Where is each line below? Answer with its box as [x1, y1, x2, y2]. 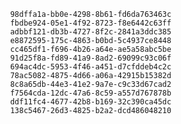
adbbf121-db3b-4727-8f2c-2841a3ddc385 [9, 27, 172, 37]
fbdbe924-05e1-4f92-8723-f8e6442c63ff [9, 18, 172, 28]
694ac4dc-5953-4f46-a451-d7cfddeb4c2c [9, 62, 172, 72]
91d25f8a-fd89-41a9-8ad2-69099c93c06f [9, 53, 172, 63]
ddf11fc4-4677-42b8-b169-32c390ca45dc [9, 97, 172, 107]
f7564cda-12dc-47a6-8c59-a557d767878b [9, 88, 172, 98]
